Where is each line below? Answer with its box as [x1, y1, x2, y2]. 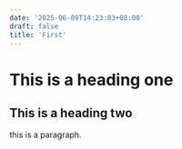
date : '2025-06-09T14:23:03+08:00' [9, 13, 145, 23]
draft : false [9, 22, 59, 31]
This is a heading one [9, 69, 174, 90]
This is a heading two [9, 105, 133, 121]
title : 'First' [9, 30, 67, 39]
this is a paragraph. [9, 129, 82, 141]
